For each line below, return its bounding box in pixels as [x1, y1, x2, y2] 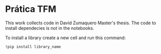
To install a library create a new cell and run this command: [5, 35, 126, 41]
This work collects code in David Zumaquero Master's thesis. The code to [5, 20, 157, 26]
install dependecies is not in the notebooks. [5, 25, 94, 31]
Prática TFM [5, 3, 57, 15]
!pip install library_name [5, 44, 61, 49]
